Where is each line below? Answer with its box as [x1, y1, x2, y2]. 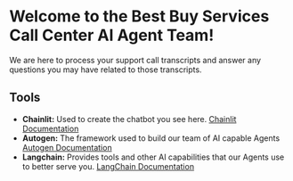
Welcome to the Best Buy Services [9, 6, 270, 27]
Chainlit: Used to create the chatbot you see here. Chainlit [21, 113, 237, 124]
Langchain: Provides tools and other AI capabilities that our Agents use [21, 152, 285, 162]
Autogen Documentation [21, 142, 113, 152]
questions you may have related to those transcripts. [9, 64, 202, 75]
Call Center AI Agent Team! [9, 25, 215, 45]
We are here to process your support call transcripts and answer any [9, 54, 261, 65]
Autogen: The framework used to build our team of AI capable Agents [21, 132, 281, 144]
